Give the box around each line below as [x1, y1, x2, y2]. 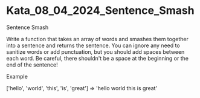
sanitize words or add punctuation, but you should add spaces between [6, 48, 185, 55]
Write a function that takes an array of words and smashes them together [6, 35, 189, 42]
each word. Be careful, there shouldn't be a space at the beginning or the [6, 54, 189, 62]
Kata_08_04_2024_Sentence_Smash [6, 4, 195, 18]
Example [6, 73, 28, 80]
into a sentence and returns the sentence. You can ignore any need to [6, 42, 180, 49]
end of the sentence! [6, 61, 59, 68]
